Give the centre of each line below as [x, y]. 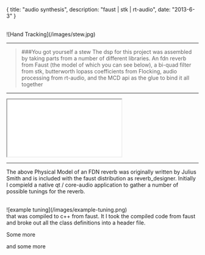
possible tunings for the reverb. [46, 191]
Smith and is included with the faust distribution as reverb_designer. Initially [101, 178]
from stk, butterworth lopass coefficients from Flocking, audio [99, 71]
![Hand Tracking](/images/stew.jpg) [51, 34]
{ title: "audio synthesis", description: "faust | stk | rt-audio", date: [88, 9]
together [32, 84]
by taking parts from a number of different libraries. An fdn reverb [104, 58]
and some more [26, 246]
